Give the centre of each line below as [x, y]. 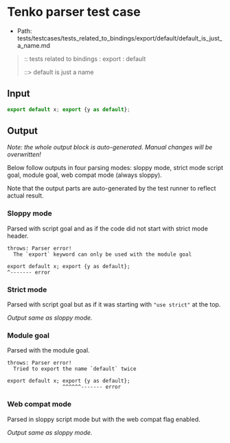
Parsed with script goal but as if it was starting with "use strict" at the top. [114, 304]
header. [18, 236]
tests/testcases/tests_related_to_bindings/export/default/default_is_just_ [120, 38]
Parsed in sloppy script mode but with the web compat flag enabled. [104, 419]
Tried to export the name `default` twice [75, 369]
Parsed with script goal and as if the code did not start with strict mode [107, 228]
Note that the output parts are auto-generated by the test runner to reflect [112, 189]
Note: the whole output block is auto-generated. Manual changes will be [110, 147]
